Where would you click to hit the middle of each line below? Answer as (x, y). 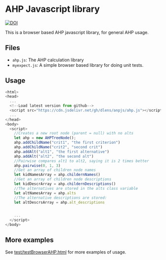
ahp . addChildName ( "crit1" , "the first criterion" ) (67, 143)
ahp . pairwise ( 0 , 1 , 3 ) (37, 166)
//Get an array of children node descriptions (63, 179)
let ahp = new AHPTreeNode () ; (45, 138)
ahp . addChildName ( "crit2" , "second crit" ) (58, 147)
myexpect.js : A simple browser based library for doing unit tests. (78, 65)
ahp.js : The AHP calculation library (48, 60)
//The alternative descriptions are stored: (61, 198)
